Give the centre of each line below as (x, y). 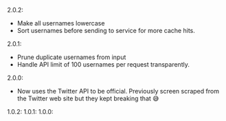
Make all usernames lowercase (61, 23)
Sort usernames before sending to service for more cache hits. (106, 31)
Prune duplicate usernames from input (71, 57)
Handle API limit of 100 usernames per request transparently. (103, 64)
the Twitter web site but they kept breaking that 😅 (88, 98)
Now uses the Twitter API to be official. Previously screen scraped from (118, 91)
